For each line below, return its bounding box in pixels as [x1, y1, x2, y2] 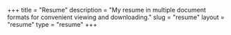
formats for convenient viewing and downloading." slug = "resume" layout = [7, 13, 225, 21]
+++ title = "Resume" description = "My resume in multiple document [7, 6, 207, 14]
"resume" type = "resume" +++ [7, 21, 97, 28]
